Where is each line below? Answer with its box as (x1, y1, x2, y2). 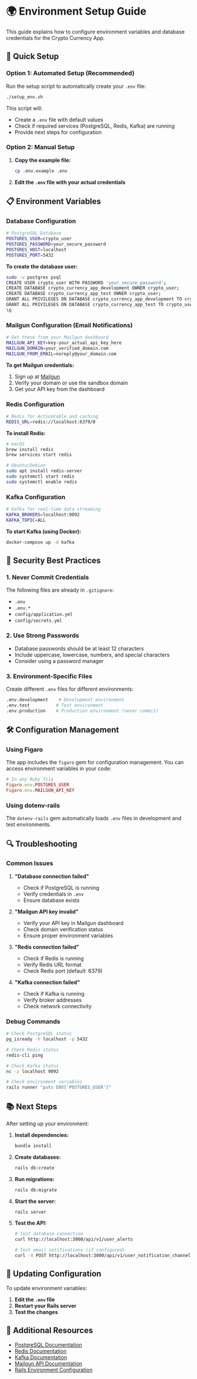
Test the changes (14, 1308, 59, 1315)
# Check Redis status (6, 1046, 59, 1053)
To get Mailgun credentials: (6, 362, 74, 369)
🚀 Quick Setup (6, 51, 59, 62)
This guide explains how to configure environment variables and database (6, 28, 185, 35)
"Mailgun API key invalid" (14, 908, 79, 915)
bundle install (14, 1143, 52, 1149)
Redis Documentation (14, 1347, 67, 1354)
